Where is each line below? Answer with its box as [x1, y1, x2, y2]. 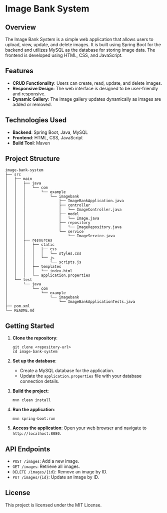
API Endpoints [5, 445, 50, 453]
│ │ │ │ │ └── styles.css [5, 251, 81, 256]
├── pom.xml [5, 304, 30, 309]
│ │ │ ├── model [5, 212, 79, 217]
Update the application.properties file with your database [19, 373, 142, 379]
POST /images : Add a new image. [12, 458, 79, 464]
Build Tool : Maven [12, 140, 50, 146]
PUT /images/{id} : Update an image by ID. [12, 474, 99, 480]
